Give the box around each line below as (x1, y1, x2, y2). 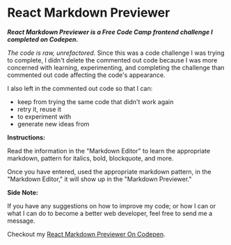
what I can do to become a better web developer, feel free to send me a (7, 209, 213, 217)
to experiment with (17, 112, 72, 121)
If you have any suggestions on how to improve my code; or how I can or (7, 201, 216, 210)
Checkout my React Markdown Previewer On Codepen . (7, 230, 166, 238)
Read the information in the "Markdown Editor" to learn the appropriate (7, 146, 211, 155)
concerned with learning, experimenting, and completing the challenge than (7, 63, 225, 71)
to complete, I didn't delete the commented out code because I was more (7, 56, 218, 64)
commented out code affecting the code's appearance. (7, 71, 166, 79)
